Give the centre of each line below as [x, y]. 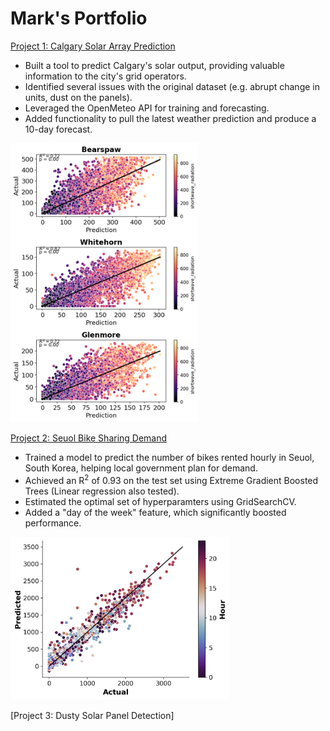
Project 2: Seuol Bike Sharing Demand [89, 438]
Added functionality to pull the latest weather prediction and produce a [170, 118]
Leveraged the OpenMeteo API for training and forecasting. [147, 108]
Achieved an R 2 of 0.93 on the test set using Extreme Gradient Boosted [171, 480]
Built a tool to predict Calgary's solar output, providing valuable [154, 65]
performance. [53, 523]
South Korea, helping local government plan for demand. [141, 468]
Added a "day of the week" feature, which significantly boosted [155, 513]
